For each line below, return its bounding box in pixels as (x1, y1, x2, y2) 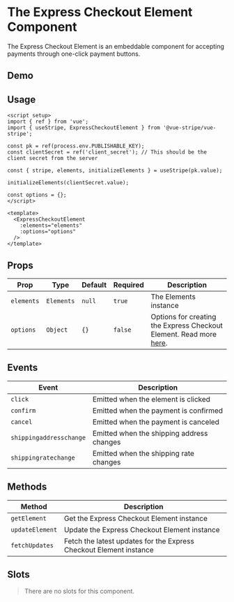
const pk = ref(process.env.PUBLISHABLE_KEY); (7, 142, 145, 150)
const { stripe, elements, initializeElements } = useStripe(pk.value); (7, 167, 223, 175)
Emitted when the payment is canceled (92, 417, 219, 427)
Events (7, 362, 38, 374)
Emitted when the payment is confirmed (92, 406, 224, 416)
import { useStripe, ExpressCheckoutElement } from (7, 124, 160, 131)
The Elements (150, 291, 196, 301)
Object (46, 325, 68, 334)
